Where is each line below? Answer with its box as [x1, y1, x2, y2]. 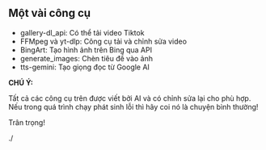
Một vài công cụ [8, 6, 91, 20]
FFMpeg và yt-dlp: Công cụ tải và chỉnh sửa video [19, 36, 188, 46]
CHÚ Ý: [8, 77, 34, 87]
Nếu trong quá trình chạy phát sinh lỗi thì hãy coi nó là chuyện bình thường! [8, 102, 259, 111]
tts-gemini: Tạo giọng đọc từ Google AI [19, 62, 150, 72]
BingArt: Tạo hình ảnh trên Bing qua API [19, 44, 152, 55]
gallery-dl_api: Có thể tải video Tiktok [19, 27, 145, 37]
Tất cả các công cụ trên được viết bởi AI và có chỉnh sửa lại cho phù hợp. [8, 93, 251, 103]
